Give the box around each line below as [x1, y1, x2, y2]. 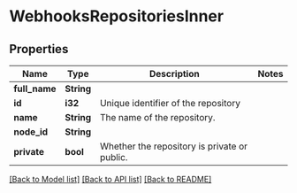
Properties [9, 42, 69, 57]
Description [148, 68, 201, 80]
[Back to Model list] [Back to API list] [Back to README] [9, 174, 212, 184]
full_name [13, 82, 57, 95]
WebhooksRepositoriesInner [9, 6, 224, 27]
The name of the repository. [100, 112, 216, 123]
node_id [13, 126, 49, 138]
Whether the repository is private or [100, 140, 248, 152]
